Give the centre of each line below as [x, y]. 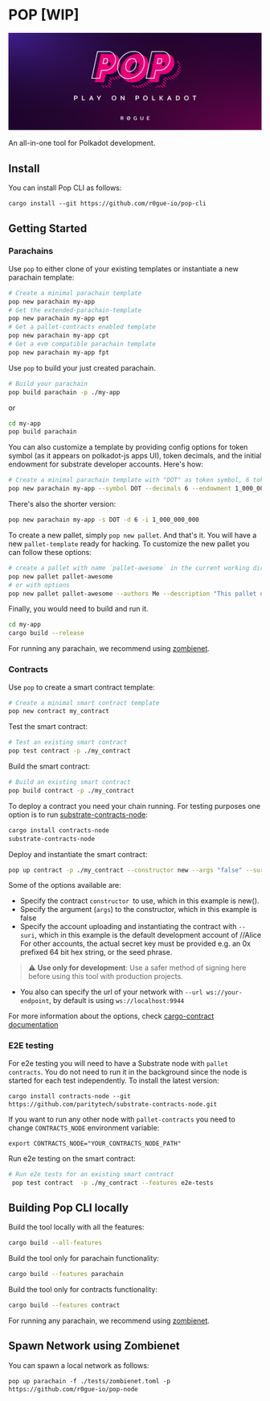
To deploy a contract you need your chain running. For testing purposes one [135, 806]
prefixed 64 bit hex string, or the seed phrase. [96, 952]
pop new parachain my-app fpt [59, 352]
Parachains [31, 251]
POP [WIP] [44, 15]
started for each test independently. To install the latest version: [114, 1080]
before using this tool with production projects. [105, 976]
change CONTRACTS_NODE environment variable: [84, 1127]
